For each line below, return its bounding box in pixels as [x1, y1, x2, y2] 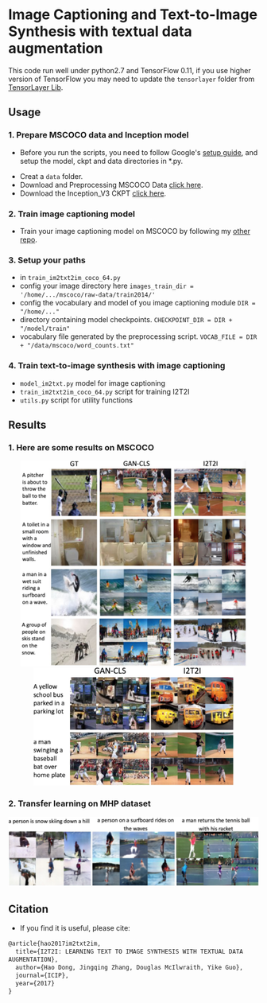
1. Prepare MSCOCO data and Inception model [8, 130, 189, 141]
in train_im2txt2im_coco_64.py [19, 273, 121, 282]
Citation [8, 902, 49, 916]
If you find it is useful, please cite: [19, 923, 131, 933]
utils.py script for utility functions [19, 395, 133, 405]
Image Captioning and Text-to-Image [8, 6, 258, 24]
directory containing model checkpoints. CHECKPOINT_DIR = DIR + [19, 315, 233, 325]
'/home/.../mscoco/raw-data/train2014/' [19, 291, 156, 299]
